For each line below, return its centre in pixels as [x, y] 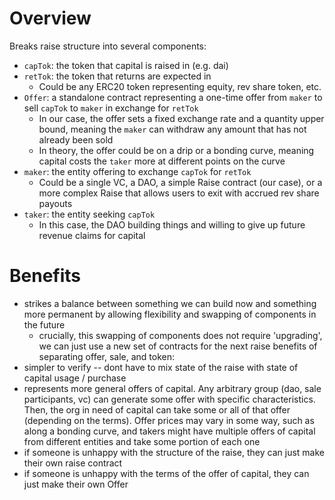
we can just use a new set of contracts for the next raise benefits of [178, 346]
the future [44, 324]
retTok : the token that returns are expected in [117, 76]
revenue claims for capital [92, 235]
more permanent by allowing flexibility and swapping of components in [170, 314]
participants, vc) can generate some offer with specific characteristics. [169, 399]
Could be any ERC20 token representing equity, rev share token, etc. [180, 86]
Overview [50, 18]
